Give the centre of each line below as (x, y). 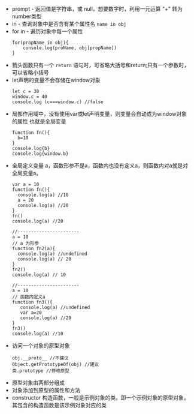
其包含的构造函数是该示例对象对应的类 (59, 405)
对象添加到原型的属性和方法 (46, 390)
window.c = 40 (29, 97)
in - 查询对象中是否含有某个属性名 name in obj (69, 24)
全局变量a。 (27, 173)
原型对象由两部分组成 (38, 382)
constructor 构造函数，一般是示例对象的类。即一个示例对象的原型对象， (101, 397)
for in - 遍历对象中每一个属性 (47, 31)
